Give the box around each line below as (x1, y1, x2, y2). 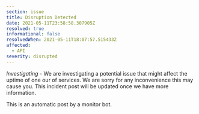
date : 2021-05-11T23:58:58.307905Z (6, 20, 96, 26)
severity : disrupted (6, 53, 58, 59)
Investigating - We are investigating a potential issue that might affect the (6, 70, 188, 77)
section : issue (6, 8, 44, 15)
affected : (6, 43, 31, 49)
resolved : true (6, 25, 44, 32)
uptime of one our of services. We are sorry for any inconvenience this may (6, 76, 194, 83)
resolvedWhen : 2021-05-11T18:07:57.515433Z (6, 37, 117, 43)
